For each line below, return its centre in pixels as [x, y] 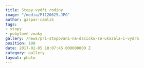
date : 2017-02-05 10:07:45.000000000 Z [48, 48]
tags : [11, 24]
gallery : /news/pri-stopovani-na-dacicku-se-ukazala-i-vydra [72, 39]
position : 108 [21, 43]
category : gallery [25, 53]
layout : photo [21, 58]
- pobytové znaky [24, 34]
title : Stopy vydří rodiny [34, 10]
